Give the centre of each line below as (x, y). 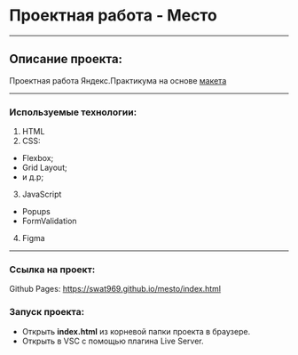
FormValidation (49, 221)
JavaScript (42, 194)
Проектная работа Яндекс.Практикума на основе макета (118, 80)
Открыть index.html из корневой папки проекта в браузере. (136, 331)
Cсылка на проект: (52, 270)
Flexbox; (38, 158)
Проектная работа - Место (113, 16)
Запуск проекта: (47, 312)
